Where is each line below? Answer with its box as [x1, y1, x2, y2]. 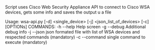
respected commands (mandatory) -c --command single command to [5, 34, 146, 40]
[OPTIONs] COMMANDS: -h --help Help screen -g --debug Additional [5, 24, 146, 30]
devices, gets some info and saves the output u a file [5, 9, 111, 15]
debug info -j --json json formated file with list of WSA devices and [5, 29, 140, 34]
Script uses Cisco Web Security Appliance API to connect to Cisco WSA [5, 4, 150, 10]
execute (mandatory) [5, 39, 47, 45]
